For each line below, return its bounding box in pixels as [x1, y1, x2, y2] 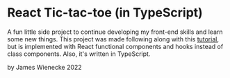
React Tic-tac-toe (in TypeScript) [7, 5, 203, 21]
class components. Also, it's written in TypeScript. [7, 50, 151, 58]
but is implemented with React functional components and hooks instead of [7, 42, 224, 50]
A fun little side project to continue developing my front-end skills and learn [7, 28, 224, 36]
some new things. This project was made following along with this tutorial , [7, 35, 219, 43]
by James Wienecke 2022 [7, 63, 82, 71]
